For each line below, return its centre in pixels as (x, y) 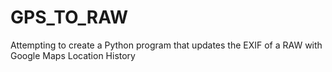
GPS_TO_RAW (69, 17)
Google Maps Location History (73, 55)
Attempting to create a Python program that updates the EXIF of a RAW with (166, 45)
